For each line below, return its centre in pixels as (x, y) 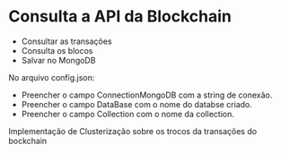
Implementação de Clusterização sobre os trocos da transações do (133, 131)
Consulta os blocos (57, 50)
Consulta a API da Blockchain (120, 17)
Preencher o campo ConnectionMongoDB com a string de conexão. (147, 95)
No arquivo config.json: (52, 77)
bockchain (28, 140)
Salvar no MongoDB (58, 60)
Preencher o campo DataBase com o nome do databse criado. (137, 104)
